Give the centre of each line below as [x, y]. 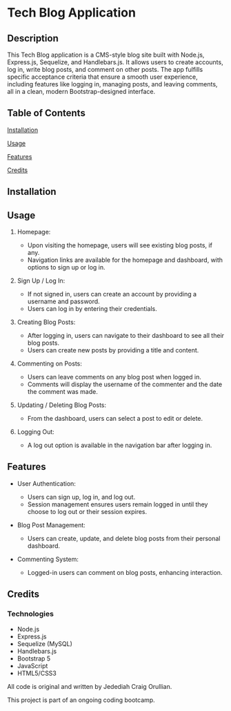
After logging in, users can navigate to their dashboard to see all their [126, 336]
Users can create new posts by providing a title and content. [113, 350]
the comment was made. [62, 392]
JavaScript [32, 665]
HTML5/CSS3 [37, 673]
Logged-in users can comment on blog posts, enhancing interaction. [125, 572]
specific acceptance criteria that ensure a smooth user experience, [102, 77]
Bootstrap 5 [34, 658]
